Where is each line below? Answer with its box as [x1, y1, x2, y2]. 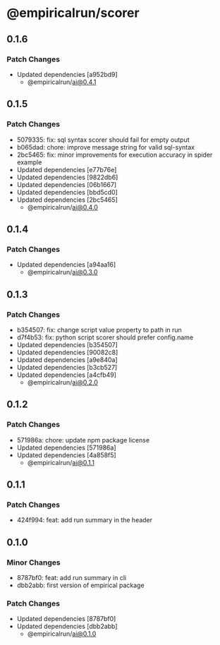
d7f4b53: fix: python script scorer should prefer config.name [16, 333, 194, 342]
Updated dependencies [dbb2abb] [16, 622, 118, 631]
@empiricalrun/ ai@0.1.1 [27, 458, 94, 466]
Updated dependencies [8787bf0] [16, 615, 116, 623]
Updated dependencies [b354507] [16, 340, 118, 349]
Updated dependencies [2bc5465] [16, 195, 118, 204]
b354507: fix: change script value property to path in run [16, 325, 183, 334]
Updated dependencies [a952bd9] [16, 70, 118, 78]
